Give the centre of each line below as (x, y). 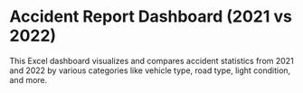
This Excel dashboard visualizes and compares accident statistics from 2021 (151, 60)
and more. (28, 79)
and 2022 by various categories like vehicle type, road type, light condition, (150, 70)
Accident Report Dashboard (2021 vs (151, 17)
